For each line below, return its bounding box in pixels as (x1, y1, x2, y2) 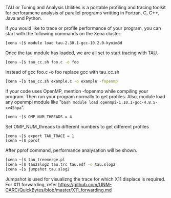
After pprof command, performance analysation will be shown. (5, 147, 137, 153)
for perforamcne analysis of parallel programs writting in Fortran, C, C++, (5, 10, 160, 16)
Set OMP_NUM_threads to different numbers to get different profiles (5, 123, 149, 129)
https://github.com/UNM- (58, 181, 112, 187)
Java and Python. (5, 15, 42, 21)
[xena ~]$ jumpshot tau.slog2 (5, 167, 70, 172)
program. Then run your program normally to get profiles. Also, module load (5, 93, 165, 99)
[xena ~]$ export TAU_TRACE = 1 (5, 133, 74, 139)
